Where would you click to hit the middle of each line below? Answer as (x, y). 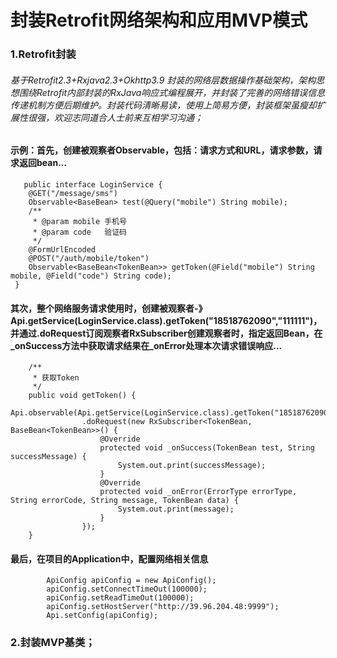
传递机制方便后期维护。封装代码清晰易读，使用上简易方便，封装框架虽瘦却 (163, 105)
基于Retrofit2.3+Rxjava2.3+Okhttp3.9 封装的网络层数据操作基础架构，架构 (163, 80)
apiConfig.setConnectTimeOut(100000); (127, 589)
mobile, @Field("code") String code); (91, 276)
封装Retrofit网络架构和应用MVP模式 (159, 20)
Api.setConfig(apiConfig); (102, 616)
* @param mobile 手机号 (80, 221)
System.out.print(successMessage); (192, 466)
